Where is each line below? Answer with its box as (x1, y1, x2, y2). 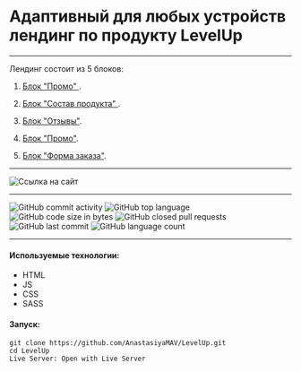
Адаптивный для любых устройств (9, 6, 287, 27)
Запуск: (9, 318, 40, 329)
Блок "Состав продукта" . (21, 98, 121, 108)
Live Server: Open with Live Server (9, 354, 146, 364)
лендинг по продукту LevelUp (9, 25, 244, 46)
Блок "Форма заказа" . (21, 150, 107, 160)
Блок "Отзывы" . (21, 115, 82, 126)
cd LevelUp (9, 347, 50, 356)
